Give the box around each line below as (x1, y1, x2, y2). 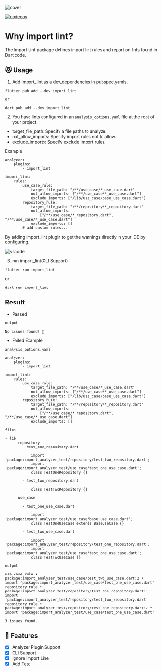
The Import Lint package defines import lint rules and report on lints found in (5, 47, 158, 53)
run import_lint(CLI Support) (12, 257, 68, 264)
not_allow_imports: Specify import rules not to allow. (12, 133, 116, 139)
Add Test (12, 661, 30, 667)
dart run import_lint (5, 285, 49, 290)
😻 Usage (5, 66, 33, 75)
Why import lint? (5, 31, 74, 42)
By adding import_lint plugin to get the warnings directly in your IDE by (5, 234, 146, 240)
